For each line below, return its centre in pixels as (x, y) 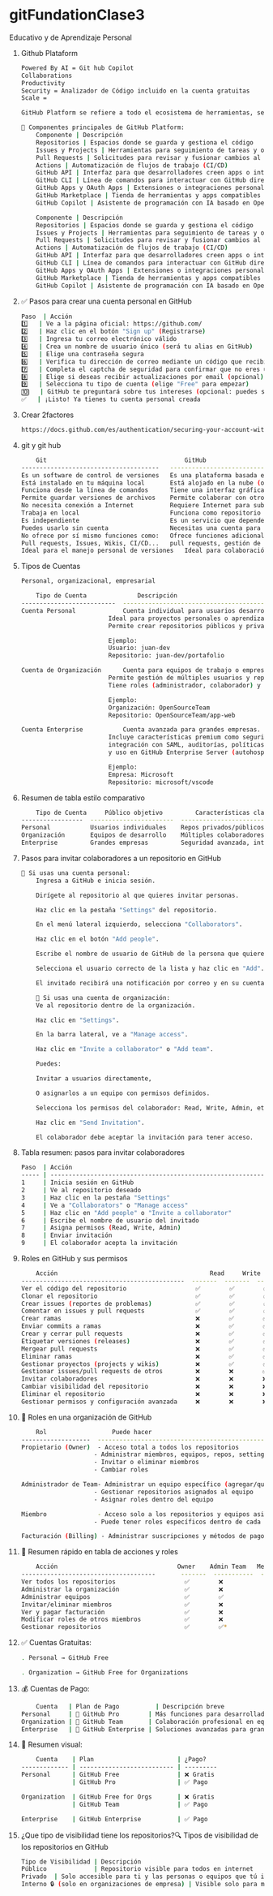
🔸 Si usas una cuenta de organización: (103, 998)
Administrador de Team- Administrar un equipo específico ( (124, 1484)
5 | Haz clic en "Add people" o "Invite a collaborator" (126, 1213)
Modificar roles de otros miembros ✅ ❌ (122, 1620)
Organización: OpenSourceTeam (159, 708)
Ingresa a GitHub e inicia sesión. (96, 881)
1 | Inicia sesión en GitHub (77, 1183)
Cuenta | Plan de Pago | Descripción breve (130, 1706)
